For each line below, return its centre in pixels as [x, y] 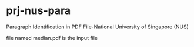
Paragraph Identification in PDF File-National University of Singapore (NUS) [98, 27]
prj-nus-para [39, 11]
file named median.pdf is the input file [52, 38]
